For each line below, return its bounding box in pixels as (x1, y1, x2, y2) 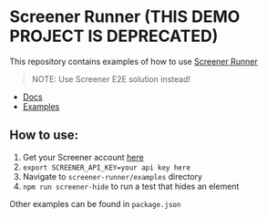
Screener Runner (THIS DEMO (9, 6, 241, 27)
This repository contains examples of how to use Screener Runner (9, 56, 258, 67)
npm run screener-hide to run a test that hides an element (22, 181, 240, 192)
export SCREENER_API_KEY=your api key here (22, 162, 191, 172)
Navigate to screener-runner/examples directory (22, 171, 203, 182)
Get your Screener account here (22, 151, 144, 162)
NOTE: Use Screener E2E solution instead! (31, 73, 191, 84)
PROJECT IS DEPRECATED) (9, 26, 219, 47)
